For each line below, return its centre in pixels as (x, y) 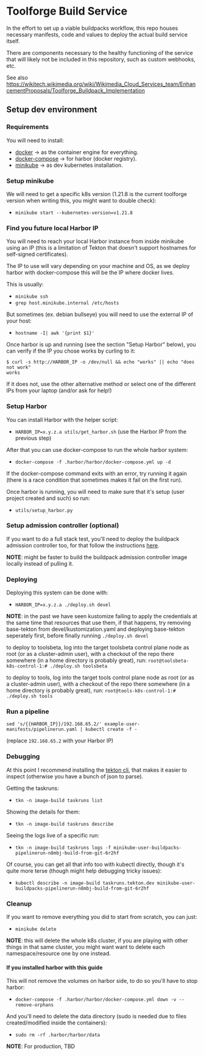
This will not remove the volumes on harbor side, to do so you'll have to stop (102, 981)
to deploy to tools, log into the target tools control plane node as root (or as (100, 678)
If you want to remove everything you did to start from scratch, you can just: (102, 917)
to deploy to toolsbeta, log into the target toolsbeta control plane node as (98, 647)
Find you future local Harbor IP (52, 228)
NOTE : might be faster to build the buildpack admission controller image (97, 557)
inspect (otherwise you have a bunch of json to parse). (75, 776)
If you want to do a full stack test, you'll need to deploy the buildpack (93, 539)
